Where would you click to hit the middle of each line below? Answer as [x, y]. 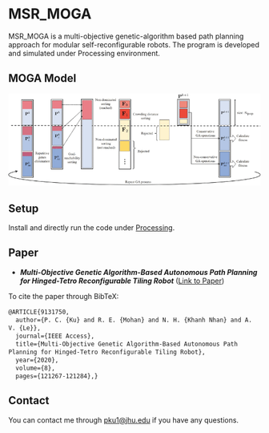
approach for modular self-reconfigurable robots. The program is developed [134, 44]
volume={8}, [36, 368]
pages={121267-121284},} [57, 376]
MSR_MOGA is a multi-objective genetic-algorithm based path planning [126, 36]
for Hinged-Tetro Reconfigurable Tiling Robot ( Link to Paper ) [122, 281]
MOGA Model [42, 78]
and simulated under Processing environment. [84, 53]
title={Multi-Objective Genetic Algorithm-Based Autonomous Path [127, 344]
